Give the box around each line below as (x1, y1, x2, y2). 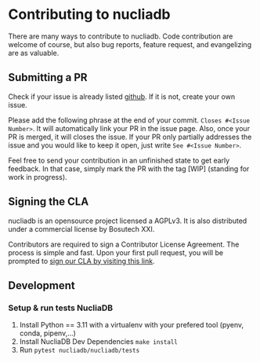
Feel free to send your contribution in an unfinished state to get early (8, 155, 230, 165)
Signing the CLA (8, 195, 89, 209)
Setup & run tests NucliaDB (8, 302, 114, 313)
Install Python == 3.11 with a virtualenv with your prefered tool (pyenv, (19, 320, 244, 330)
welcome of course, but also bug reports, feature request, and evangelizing (8, 39, 252, 49)
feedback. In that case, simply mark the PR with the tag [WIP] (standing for (8, 163, 250, 174)
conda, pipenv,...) (19, 328, 77, 338)
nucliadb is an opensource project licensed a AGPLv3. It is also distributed (8, 216, 247, 225)
